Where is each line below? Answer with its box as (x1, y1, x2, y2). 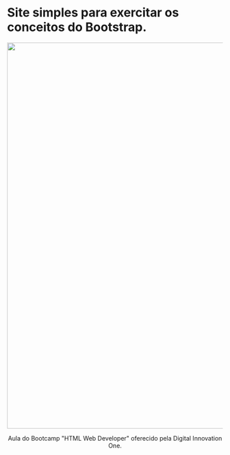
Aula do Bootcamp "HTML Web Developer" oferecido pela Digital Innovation (8, 434, 222, 442)
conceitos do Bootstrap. (7, 19, 147, 35)
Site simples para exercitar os (7, 5, 179, 21)
